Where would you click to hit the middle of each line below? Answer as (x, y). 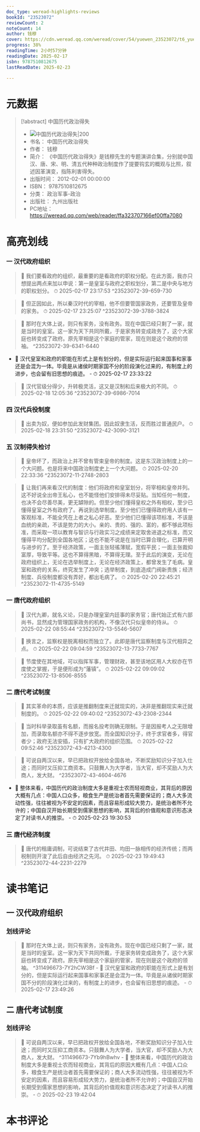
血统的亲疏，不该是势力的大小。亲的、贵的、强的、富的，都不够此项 (104, 525)
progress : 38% (24, 45)
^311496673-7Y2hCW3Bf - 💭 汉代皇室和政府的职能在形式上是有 (110, 968)
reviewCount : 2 (25, 23)
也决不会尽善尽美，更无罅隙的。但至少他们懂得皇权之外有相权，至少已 (107, 503)
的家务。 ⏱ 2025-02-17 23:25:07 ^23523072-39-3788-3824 (95, 310)
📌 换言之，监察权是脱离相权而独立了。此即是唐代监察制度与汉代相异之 (107, 641)
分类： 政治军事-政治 (55, 194)
